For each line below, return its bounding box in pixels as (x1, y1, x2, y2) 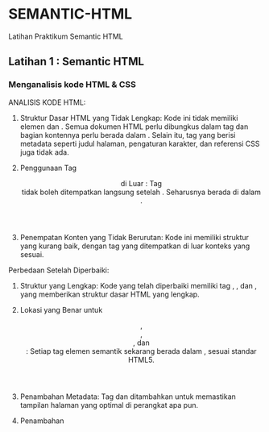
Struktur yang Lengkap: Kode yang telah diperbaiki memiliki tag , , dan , (19, 280, 258, 290)
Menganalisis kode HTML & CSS (8, 79, 137, 90)
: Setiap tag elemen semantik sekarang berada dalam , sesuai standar (26, 346, 257, 355)
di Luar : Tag (120, 178, 163, 188)
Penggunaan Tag (19, 163, 77, 172)
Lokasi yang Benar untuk (19, 305, 103, 314)
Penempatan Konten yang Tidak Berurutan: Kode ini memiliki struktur (19, 232, 250, 242)
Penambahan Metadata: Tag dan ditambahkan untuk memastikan (19, 392, 236, 401)
